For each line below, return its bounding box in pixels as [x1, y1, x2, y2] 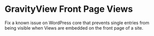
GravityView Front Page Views [4, 3, 133, 15]
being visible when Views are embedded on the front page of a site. [4, 25, 144, 31]
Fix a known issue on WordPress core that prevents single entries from [4, 20, 150, 26]
